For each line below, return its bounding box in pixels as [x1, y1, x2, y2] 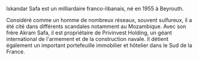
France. [6, 48, 25, 55]
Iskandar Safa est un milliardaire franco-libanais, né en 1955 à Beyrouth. [6, 5, 184, 12]
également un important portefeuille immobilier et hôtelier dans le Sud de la [6, 42, 193, 49]
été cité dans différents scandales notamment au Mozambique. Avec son [6, 23, 187, 30]
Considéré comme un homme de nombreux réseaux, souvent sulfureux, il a [6, 17, 193, 23]
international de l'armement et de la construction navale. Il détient [6, 36, 169, 42]
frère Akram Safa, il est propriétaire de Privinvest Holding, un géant [6, 29, 172, 36]
